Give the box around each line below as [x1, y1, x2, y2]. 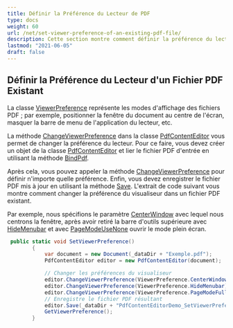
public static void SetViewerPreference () [10, 238, 135, 245]
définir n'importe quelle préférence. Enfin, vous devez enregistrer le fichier [7, 174, 221, 183]
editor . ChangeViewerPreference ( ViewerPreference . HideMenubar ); [44, 282, 231, 289]
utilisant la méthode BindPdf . [7, 154, 89, 162]
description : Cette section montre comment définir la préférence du [7, 36, 213, 43]
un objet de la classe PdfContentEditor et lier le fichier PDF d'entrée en [7, 146, 209, 154]
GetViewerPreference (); [44, 309, 113, 316]
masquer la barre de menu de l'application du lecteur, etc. [7, 118, 173, 127]
